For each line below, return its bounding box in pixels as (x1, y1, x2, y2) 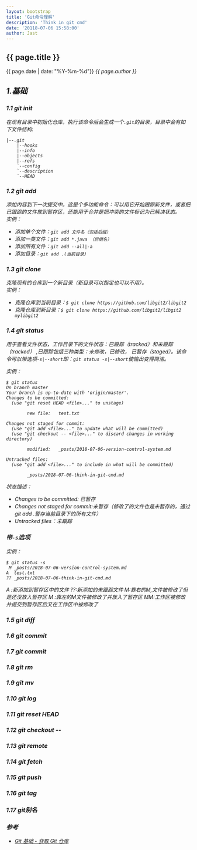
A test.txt (6, 570, 35, 576)
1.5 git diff (6, 616, 35, 624)
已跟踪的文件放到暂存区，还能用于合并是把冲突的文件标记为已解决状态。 (6, 208, 180, 215)
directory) (6, 436, 33, 442)
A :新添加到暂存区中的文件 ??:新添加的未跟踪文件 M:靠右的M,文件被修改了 (6, 586, 183, 593)
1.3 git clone (6, 265, 42, 273)
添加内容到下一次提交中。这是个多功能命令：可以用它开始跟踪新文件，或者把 (6, 201, 191, 208)
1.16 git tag (6, 789, 37, 797)
